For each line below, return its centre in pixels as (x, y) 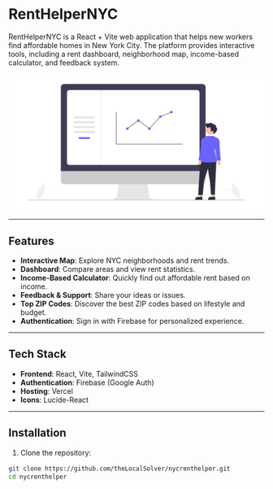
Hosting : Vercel (46, 391)
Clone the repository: (56, 452)
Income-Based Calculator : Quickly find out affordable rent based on (135, 277)
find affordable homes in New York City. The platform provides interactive (132, 45)
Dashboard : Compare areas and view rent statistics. (108, 269)
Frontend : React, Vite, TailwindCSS (79, 373)
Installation (37, 433)
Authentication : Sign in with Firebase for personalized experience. (132, 321)
